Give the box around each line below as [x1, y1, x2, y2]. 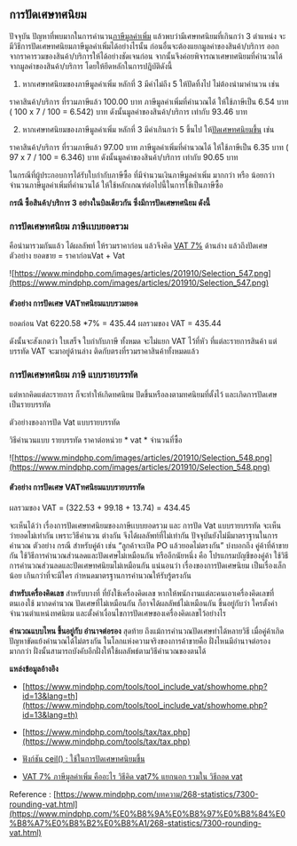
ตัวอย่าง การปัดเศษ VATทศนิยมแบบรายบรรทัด [9, 482, 145, 492]
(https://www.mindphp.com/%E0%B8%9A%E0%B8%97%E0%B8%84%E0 [9, 808, 285, 818]
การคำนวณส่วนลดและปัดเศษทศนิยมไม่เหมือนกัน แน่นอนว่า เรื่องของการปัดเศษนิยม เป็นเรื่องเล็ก [9, 560, 286, 571]
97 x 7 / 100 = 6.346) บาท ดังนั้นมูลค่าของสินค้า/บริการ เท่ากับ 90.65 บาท [9, 151, 238, 163]
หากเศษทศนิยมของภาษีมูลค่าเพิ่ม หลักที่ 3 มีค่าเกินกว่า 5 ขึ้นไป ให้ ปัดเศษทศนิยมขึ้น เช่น [21, 124, 275, 134]
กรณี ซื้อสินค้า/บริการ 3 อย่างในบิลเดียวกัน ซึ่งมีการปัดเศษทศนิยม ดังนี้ [9, 197, 211, 208]
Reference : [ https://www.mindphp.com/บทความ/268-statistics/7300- [9, 788, 259, 799]
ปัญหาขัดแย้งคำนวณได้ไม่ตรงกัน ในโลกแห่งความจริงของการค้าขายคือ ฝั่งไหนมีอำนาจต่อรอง [9, 635, 271, 646]
